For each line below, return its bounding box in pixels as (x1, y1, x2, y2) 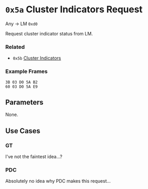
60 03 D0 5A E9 (5, 84, 38, 89)
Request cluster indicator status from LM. (5, 30, 93, 36)
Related (5, 43, 25, 50)
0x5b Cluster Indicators (12, 55, 61, 61)
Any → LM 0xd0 (5, 21, 38, 27)
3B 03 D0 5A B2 (5, 80, 38, 85)
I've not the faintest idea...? (5, 154, 63, 160)
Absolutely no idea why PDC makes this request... (5, 178, 111, 184)
